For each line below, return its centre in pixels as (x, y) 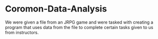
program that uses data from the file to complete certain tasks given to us (79, 27)
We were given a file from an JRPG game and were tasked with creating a (79, 22)
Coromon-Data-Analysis (56, 9)
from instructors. (22, 32)
